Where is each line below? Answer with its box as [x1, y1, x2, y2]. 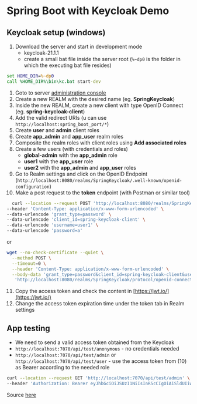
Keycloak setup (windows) [6, 28, 106, 38]
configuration [15, 184, 50, 190]
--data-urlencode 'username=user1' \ [6, 222, 99, 228]
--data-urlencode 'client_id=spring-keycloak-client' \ [6, 217, 146, 223]
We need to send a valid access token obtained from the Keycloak [15, 339, 175, 346]
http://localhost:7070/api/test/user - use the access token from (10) [15, 358, 187, 365]
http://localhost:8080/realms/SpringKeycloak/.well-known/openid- [17, 177, 182, 183]
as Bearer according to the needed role [15, 364, 110, 371]
